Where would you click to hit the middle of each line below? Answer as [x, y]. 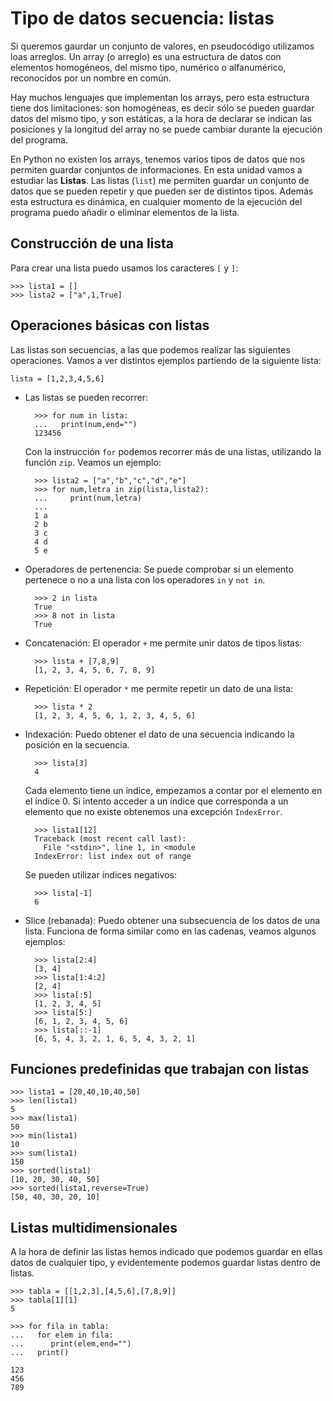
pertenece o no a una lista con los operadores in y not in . [145, 579]
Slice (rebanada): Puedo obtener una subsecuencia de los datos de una [172, 920]
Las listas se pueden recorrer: [86, 397]
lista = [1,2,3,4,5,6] [57, 378]
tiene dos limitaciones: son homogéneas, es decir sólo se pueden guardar [162, 108]
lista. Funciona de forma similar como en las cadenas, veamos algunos [170, 931]
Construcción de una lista [92, 243]
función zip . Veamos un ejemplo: [93, 462]
